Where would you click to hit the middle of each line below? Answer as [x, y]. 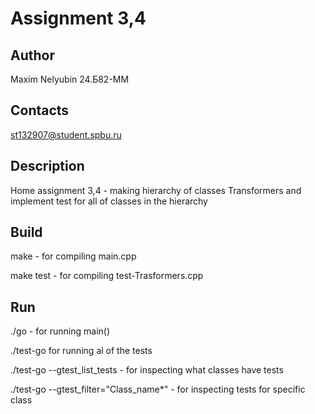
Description [47, 166]
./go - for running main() [60, 331]
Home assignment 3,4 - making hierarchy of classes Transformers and [156, 190]
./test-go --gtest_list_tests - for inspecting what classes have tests [147, 370]
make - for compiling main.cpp [73, 256]
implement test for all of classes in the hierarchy [109, 201]
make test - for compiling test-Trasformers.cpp [107, 276]
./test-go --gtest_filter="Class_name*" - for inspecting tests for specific [158, 389]
